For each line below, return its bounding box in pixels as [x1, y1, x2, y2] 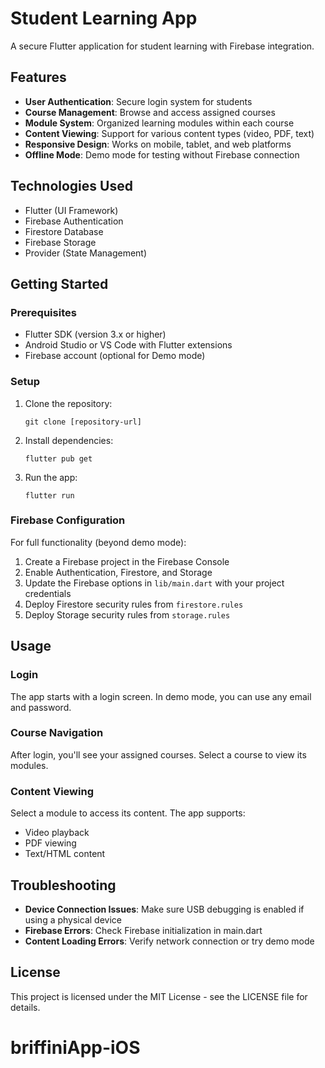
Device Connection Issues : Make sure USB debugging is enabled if [24, 903, 305, 915]
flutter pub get [24, 453, 93, 464]
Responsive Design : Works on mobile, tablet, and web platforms [24, 138, 292, 150]
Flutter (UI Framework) [24, 204, 119, 216]
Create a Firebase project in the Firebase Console [24, 555, 230, 567]
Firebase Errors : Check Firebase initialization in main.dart [24, 924, 263, 936]
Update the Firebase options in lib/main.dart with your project [24, 577, 285, 589]
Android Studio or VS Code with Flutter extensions [24, 339, 233, 351]
